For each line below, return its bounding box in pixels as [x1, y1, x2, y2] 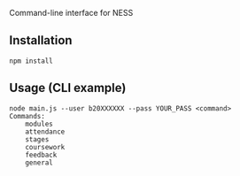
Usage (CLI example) [9, 80, 127, 96]
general [25, 158, 53, 167]
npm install [9, 57, 53, 65]
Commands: [9, 111, 46, 120]
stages [25, 134, 50, 144]
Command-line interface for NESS [9, 8, 134, 18]
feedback [25, 150, 58, 159]
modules [25, 119, 53, 128]
